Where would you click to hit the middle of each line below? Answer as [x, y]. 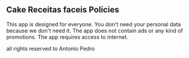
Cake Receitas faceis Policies [63, 10]
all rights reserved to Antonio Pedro [51, 48]
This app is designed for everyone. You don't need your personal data [94, 24]
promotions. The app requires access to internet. [67, 37]
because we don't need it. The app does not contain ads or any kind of [95, 30]
